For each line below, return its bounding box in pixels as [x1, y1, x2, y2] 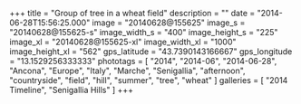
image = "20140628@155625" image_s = [92, 17, 246, 28]
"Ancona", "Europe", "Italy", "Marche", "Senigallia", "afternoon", [9, 65, 247, 76]
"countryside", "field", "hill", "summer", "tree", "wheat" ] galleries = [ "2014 [9, 75, 288, 85]
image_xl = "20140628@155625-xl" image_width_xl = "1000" [9, 36, 238, 47]
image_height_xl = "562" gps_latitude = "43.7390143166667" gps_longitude [9, 46, 293, 57]
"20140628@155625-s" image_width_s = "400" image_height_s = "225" [9, 27, 278, 37]
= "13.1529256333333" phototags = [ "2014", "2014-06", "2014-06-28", [9, 56, 277, 66]
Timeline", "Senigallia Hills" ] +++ [9, 85, 134, 95]
